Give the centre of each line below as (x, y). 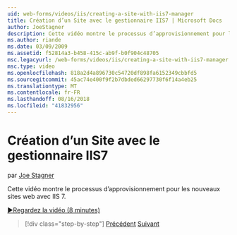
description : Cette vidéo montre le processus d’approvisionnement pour (116, 34)
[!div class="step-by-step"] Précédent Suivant (92, 224)
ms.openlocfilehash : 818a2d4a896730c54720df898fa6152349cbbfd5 (102, 73)
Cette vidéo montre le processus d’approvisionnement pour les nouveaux (114, 188)
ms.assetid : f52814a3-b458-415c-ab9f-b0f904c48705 (83, 54)
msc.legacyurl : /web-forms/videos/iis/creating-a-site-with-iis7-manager (118, 60)
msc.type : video (31, 66)
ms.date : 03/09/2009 (38, 47)
